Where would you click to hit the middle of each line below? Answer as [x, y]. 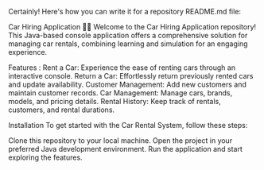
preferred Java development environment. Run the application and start [125, 149]
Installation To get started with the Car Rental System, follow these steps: [128, 125]
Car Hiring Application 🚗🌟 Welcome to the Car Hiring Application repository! [132, 27]
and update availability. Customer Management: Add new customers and [127, 84]
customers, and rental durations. [62, 110]
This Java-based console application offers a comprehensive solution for [128, 35]
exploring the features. [45, 157]
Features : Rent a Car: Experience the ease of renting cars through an [122, 68]
